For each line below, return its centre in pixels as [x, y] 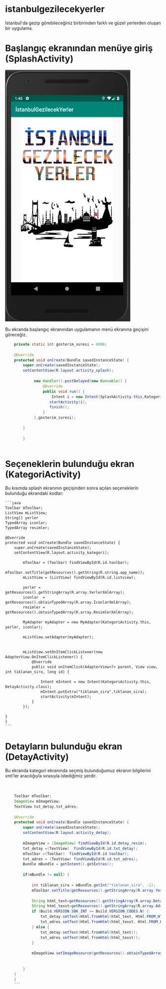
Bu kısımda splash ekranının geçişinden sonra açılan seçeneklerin [72, 488]
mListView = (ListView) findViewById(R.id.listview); [79, 578]
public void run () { [64, 391]
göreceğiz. [16, 334]
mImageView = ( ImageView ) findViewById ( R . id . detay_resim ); [85, 843]
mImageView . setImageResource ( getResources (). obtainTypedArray [97, 953]
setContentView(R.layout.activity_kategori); [62, 553]
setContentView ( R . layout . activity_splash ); [68, 371]
